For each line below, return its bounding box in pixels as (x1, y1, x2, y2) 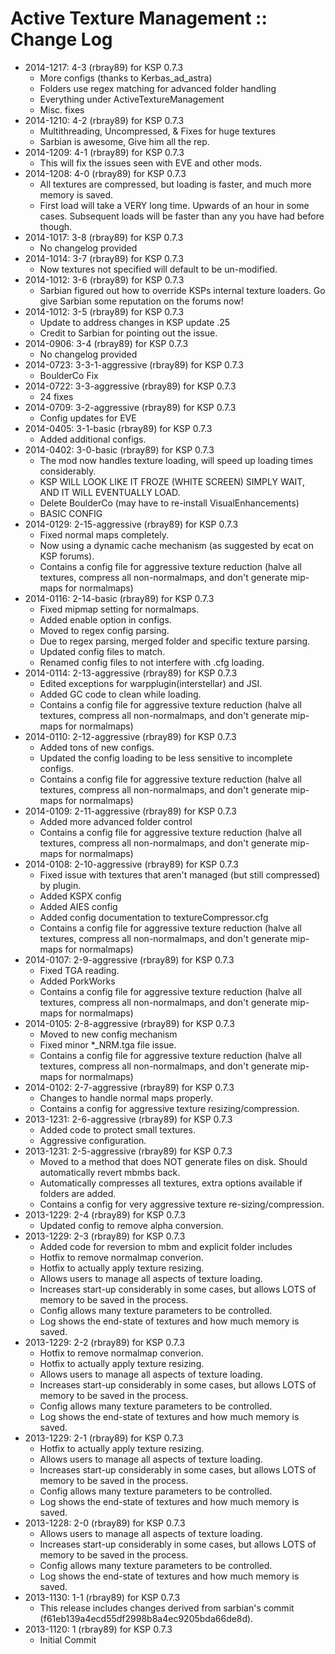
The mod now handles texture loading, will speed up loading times (39, 454, 314, 466)
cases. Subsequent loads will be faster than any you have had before (39, 210, 325, 222)
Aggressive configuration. (39, 1134, 147, 1146)
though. (39, 220, 73, 232)
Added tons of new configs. (39, 741, 155, 753)
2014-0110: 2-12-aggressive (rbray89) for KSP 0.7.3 (24, 730, 237, 742)
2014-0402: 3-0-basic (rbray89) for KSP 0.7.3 (24, 443, 215, 456)
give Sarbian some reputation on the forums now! (39, 295, 244, 307)
